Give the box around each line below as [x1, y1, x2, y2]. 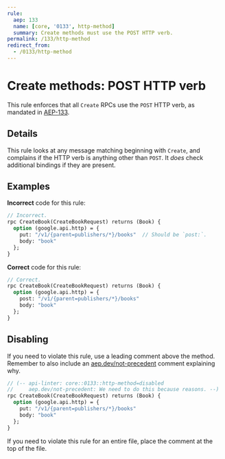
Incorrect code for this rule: [7, 199, 86, 207]
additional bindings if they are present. [7, 161, 116, 169]
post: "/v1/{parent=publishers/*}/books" [19, 295, 139, 302]
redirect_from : [7, 42, 51, 49]
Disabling [7, 334, 49, 346]
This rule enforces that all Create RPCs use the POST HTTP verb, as [7, 100, 196, 109]
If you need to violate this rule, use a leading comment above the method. [7, 352, 215, 360]
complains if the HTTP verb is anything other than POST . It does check [7, 153, 204, 161]
